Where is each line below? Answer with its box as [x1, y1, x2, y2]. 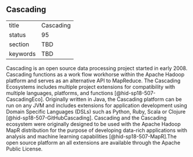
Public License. [6, 145, 43, 152]
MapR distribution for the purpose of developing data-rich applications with [6, 127, 188, 134]
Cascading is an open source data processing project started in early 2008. [6, 64, 188, 72]
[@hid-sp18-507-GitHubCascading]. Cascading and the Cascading [6, 114, 167, 121]
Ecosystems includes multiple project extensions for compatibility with [6, 83, 176, 90]
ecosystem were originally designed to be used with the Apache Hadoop [6, 120, 181, 127]
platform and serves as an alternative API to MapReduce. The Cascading [6, 77, 181, 84]
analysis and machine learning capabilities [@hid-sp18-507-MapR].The [6, 132, 177, 139]
